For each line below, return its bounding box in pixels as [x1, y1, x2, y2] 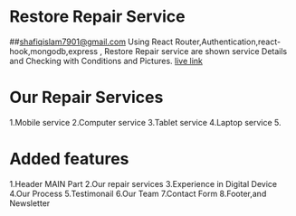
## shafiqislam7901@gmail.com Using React [9, 36, 174, 47]
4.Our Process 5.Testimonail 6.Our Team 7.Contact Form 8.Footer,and [9, 188, 267, 199]
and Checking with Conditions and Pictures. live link [9, 55, 204, 66]
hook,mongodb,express [9, 45, 98, 56]
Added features [9, 149, 129, 169]
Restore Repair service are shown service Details [103, 45, 288, 56]
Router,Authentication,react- [175, 36, 282, 47]
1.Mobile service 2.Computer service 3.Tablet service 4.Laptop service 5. [9, 117, 282, 127]
